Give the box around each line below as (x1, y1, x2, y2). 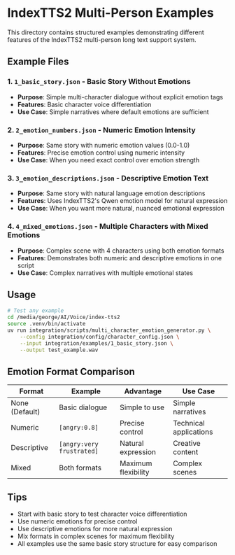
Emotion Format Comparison (7, 365, 135, 377)
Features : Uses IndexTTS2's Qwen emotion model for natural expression (17, 197, 228, 205)
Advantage (124, 386, 162, 396)
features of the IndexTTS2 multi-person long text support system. (7, 35, 197, 43)
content (172, 447, 199, 457)
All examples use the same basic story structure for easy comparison (17, 540, 218, 548)
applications (172, 427, 213, 437)
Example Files (7, 56, 69, 68)
